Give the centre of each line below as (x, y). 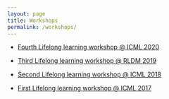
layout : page (26, 14)
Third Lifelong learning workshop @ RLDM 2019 (87, 61)
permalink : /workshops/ (42, 27)
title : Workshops (33, 21)
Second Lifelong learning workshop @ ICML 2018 (89, 74)
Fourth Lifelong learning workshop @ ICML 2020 (88, 47)
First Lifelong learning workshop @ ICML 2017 (84, 88)
